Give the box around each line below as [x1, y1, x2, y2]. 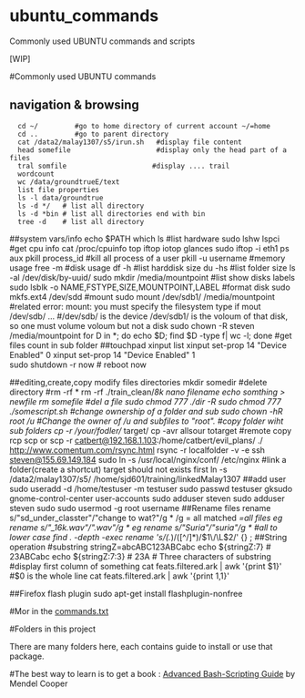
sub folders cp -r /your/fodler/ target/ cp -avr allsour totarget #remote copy [9, 425, 292, 436]
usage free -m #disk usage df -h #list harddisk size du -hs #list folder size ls [9, 262, 296, 273]
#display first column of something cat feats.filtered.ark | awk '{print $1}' [9, 560, 282, 571]
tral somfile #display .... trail [17, 161, 230, 170]
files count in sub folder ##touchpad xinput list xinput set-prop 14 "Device [9, 339, 287, 351]
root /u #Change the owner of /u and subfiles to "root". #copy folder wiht [9, 416, 284, 426]
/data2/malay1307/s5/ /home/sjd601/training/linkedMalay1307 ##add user [9, 473, 287, 484]
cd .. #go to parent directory [17, 129, 169, 139]
